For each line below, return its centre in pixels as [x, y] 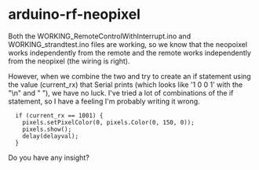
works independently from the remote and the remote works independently [129, 52]
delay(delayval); [51, 136]
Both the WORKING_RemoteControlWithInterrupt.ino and [99, 36]
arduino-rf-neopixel [75, 14]
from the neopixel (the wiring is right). [69, 61]
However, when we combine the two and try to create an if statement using [129, 76]
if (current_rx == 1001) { [59, 115]
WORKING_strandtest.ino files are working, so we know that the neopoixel [128, 44]
